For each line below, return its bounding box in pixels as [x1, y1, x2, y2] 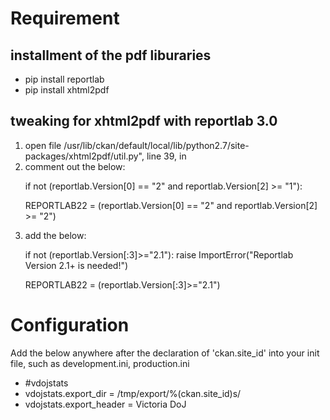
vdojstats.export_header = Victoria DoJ [24, 398, 187, 410]
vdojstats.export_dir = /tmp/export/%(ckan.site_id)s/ [24, 387, 242, 399]
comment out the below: [24, 160, 126, 172]
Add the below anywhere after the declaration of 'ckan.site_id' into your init [10, 347, 320, 359]
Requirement [10, 7, 120, 30]
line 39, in [146, 150, 187, 162]
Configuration [10, 314, 130, 336]
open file [24, 139, 62, 151]
